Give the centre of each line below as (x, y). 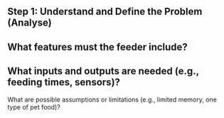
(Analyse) (30, 23)
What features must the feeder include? (98, 47)
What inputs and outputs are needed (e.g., (103, 71)
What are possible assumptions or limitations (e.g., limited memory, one (112, 100)
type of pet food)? (34, 107)
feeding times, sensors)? (64, 82)
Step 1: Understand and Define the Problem (105, 12)
